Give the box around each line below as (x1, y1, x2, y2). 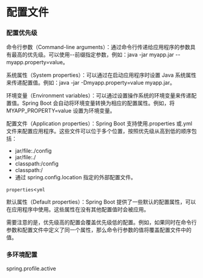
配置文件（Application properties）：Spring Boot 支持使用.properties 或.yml (6, 120, 192, 127)
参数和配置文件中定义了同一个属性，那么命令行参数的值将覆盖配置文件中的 (6, 227, 192, 234)
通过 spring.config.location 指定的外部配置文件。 (14, 174, 137, 181)
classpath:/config (14, 160, 59, 167)
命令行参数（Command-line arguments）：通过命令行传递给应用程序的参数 (6, 44, 190, 51)
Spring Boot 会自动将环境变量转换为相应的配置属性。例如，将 (22, 99, 175, 107)
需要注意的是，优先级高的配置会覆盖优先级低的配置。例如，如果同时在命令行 (6, 219, 197, 226)
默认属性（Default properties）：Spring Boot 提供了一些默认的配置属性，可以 (6, 198, 196, 206)
